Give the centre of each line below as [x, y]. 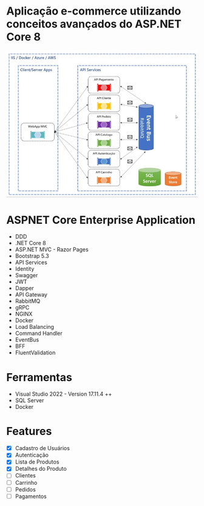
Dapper [25, 288]
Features [29, 431]
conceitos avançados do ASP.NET [94, 24]
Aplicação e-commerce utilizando [94, 11]
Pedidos [25, 489]
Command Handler [39, 333]
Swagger [26, 275]
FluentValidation [35, 353]
